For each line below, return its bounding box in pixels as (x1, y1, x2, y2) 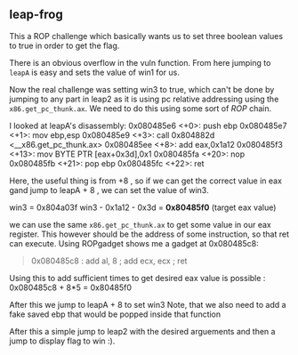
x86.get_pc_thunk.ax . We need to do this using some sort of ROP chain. (9, 102, 272, 114)
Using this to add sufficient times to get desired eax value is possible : (9, 272, 266, 283)
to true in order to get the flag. (9, 40, 120, 51)
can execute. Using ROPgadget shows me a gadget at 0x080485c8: (9, 238, 260, 248)
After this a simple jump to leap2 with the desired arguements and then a (9, 326, 276, 336)
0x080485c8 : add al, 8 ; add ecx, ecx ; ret (30, 255, 188, 266)
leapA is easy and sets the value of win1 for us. (9, 67, 180, 77)
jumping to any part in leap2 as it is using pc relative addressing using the (9, 93, 279, 104)
